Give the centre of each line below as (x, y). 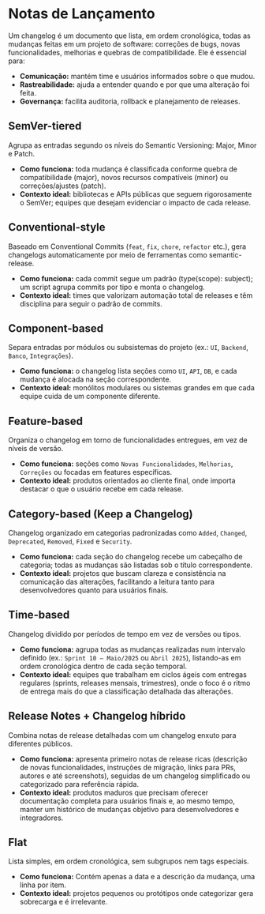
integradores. (41, 818)
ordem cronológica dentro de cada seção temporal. (103, 666)
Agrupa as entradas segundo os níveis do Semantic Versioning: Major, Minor (132, 145)
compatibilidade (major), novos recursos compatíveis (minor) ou (124, 177)
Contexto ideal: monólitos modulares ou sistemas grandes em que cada (137, 388)
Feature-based (45, 421)
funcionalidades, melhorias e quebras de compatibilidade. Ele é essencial (127, 52)
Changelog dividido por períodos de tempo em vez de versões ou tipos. (125, 634)
